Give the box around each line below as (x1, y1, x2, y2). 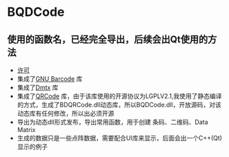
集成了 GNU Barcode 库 (17, 75, 83, 83)
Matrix (17, 126, 36, 133)
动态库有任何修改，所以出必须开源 (17, 109, 114, 118)
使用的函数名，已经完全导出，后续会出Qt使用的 (7, 33, 208, 45)
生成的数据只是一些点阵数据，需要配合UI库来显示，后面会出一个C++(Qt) (17, 134, 223, 142)
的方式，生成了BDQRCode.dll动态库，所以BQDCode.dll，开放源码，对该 (17, 101, 222, 109)
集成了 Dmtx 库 (17, 84, 59, 91)
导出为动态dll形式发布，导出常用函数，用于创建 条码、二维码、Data (17, 118, 208, 126)
